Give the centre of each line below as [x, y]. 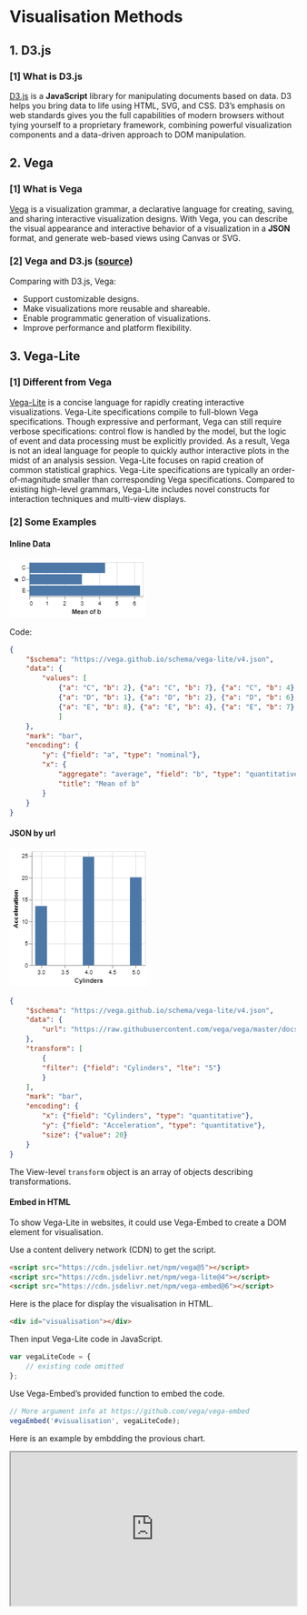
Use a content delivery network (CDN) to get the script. [113, 1249]
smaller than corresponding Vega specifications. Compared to [178, 479]
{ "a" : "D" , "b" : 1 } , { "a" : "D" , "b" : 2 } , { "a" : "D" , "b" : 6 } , [178, 697]
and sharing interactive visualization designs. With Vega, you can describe [149, 218]
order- [283, 469]
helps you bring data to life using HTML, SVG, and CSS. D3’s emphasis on [148, 105]
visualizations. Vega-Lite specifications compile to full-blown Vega [134, 412]
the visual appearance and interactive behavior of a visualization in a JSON [150, 228]
